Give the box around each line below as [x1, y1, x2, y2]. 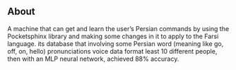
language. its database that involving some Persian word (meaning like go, [7, 39, 224, 48]
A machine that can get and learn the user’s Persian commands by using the [7, 24, 230, 33]
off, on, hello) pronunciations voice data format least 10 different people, [7, 47, 218, 55]
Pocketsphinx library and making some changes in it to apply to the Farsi [7, 32, 219, 40]
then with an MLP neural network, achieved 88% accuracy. [7, 54, 179, 63]
